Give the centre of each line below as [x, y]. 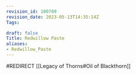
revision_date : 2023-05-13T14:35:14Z [53, 17]
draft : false [22, 33]
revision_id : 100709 [32, 11]
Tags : [13, 22]
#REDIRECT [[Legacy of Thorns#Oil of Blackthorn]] [69, 66]
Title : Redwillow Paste [35, 39]
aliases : [17, 44]
